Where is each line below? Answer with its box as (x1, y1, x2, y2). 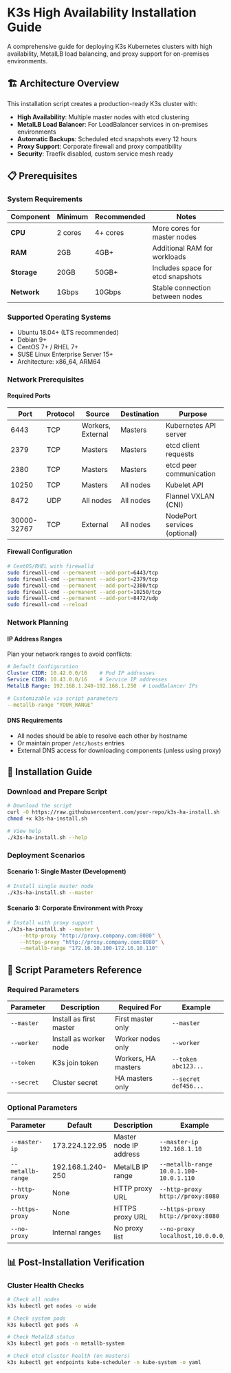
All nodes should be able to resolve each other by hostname (16, 732, 188, 740)
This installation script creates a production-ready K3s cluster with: (7, 99, 198, 107)
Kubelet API (166, 480, 204, 490)
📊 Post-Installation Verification (7, 1256, 145, 1268)
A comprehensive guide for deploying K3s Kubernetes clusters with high (7, 42, 213, 50)
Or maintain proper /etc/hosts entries (16, 739, 125, 747)
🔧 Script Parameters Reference (7, 964, 142, 975)
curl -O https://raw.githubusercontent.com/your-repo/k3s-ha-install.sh (7, 809, 220, 816)
